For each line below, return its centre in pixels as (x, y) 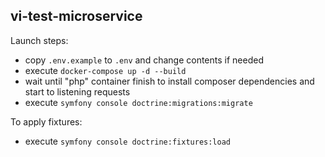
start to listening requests (77, 91)
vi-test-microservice (76, 16)
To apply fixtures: (46, 121)
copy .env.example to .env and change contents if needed (144, 60)
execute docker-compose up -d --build (105, 70)
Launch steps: (39, 40)
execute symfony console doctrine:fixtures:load (128, 141)
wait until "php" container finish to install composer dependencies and (169, 81)
